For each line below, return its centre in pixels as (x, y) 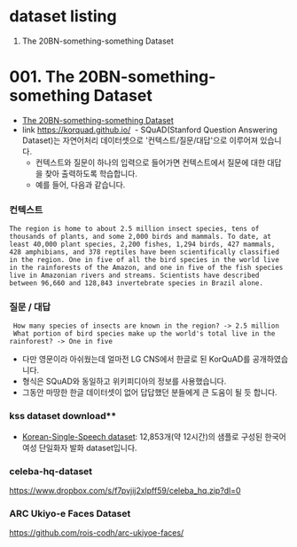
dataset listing (63, 16)
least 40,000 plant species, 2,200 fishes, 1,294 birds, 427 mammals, (142, 245)
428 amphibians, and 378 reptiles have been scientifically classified (144, 252)
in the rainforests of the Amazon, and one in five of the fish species (146, 268)
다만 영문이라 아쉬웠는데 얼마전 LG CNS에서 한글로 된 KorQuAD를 (136, 359)
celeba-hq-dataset (51, 471)
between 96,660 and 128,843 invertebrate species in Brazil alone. (137, 283)
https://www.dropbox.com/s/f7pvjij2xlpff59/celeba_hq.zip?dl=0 (125, 491)
